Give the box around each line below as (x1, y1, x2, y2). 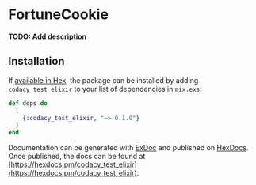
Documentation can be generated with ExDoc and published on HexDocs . (8, 143, 249, 153)
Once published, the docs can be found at (8, 152, 146, 161)
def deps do (8, 99, 48, 108)
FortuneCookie (8, 6, 109, 24)
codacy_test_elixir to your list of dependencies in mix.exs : (8, 84, 202, 93)
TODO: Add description (8, 32, 87, 41)
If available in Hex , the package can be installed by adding (8, 75, 199, 85)
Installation (8, 55, 65, 68)
